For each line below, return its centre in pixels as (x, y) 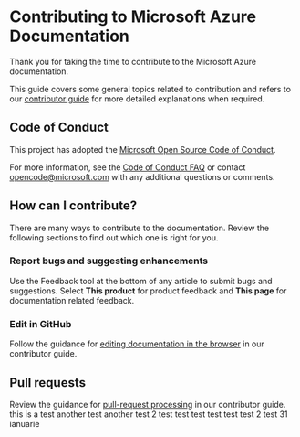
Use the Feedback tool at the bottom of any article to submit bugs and (141, 281)
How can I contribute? (73, 206)
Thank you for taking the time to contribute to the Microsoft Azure (133, 61)
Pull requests (48, 383)
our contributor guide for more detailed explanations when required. (137, 99)
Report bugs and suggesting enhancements (109, 261)
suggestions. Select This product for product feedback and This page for (148, 291)
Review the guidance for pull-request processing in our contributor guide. (148, 404)
